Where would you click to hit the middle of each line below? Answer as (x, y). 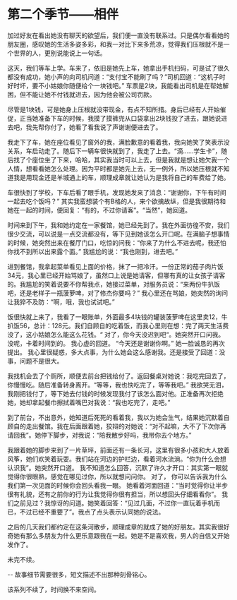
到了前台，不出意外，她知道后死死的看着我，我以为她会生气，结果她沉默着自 (119, 417)
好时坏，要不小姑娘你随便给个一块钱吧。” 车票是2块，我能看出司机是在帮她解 (118, 85)
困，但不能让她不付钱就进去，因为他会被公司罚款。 (81, 94)
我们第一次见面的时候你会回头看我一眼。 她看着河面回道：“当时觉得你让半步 (118, 485)
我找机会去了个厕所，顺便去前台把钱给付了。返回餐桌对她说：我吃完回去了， (119, 376)
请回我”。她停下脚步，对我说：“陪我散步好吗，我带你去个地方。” (99, 435)
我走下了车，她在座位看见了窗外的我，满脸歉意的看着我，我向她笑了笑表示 (115, 142)
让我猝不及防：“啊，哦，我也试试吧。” (61, 301)
